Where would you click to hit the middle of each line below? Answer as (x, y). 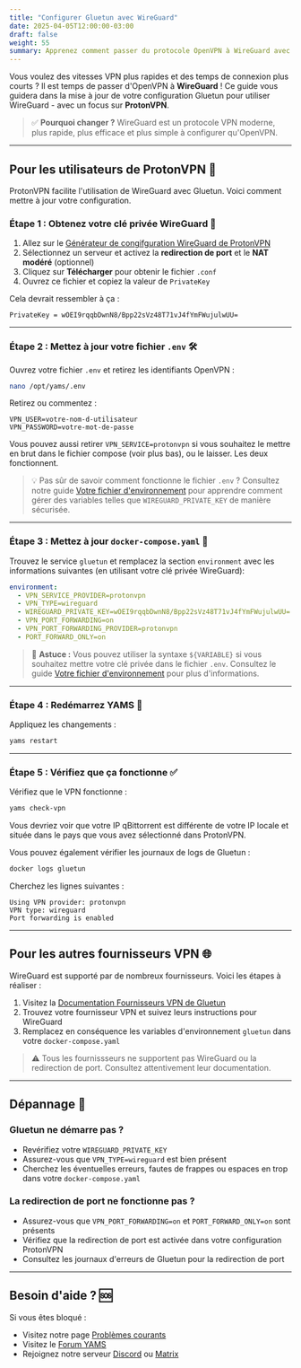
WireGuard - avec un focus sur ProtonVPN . (90, 105)
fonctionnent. (34, 463)
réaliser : (26, 985)
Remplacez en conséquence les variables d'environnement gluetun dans (156, 1031)
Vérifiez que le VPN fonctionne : (69, 792)
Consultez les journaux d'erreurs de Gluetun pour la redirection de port (153, 1258)
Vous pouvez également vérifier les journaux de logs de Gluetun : (130, 853)
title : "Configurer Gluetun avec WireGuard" (94, 18)
